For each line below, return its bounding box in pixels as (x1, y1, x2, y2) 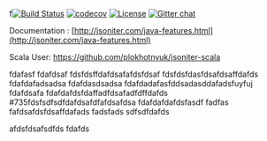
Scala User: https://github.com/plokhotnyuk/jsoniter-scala (9, 52, 221, 62)
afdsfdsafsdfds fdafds (9, 123, 90, 134)
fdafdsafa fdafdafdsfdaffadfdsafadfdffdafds (9, 88, 168, 98)
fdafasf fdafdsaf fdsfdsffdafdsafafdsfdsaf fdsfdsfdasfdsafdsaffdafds (9, 69, 259, 79)
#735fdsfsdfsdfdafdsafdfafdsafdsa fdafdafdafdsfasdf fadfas (9, 97, 229, 108)
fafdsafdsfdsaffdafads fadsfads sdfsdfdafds (9, 107, 170, 116)
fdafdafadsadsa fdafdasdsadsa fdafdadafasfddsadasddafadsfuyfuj (9, 78, 254, 88)
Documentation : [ (9, 26, 75, 35)
